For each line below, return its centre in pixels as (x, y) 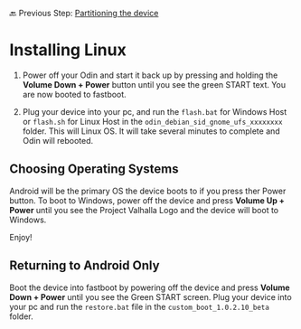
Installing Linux (68, 50)
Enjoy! (21, 237)
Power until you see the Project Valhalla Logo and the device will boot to (144, 210)
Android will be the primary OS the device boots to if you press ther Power (148, 191)
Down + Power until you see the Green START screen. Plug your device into (150, 296)
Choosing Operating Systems (94, 169)
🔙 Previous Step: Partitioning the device (84, 13)
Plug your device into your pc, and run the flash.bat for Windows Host (155, 111)
